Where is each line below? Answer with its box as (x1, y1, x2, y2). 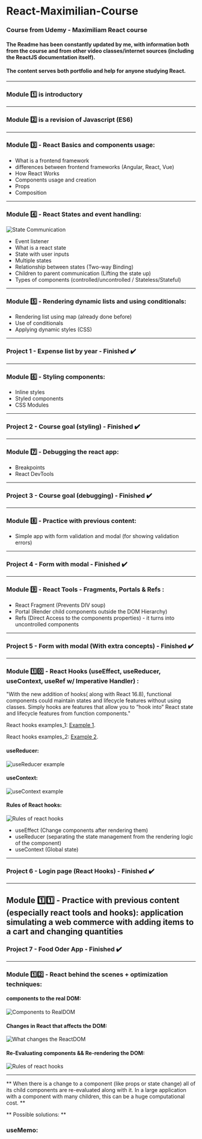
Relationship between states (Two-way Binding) (14, 264, 134, 271)
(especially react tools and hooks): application (6, 907, 184, 918)
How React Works (14, 170, 60, 177)
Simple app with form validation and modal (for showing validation (14, 533, 179, 540)
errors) (14, 539, 32, 547)
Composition (14, 189, 47, 196)
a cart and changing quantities (6, 926, 123, 936)
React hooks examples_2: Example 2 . (6, 733, 99, 740)
